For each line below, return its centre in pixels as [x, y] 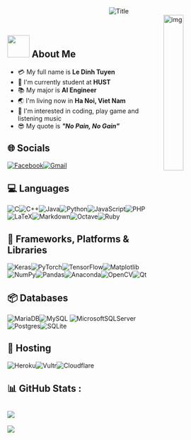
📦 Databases [38, 298]
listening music [40, 118]
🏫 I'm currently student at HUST [64, 82]
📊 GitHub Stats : [45, 389]
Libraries [27, 250]
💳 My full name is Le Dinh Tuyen [66, 72]
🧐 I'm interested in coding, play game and [78, 111]
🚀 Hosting [29, 348]
